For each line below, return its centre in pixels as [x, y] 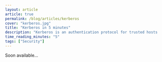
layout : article [21, 10]
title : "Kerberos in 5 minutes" [38, 28]
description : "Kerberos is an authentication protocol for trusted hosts [81, 32]
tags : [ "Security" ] [25, 41]
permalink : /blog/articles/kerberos [42, 19]
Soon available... [22, 55]
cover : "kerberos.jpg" [28, 23]
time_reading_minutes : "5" [32, 37]
